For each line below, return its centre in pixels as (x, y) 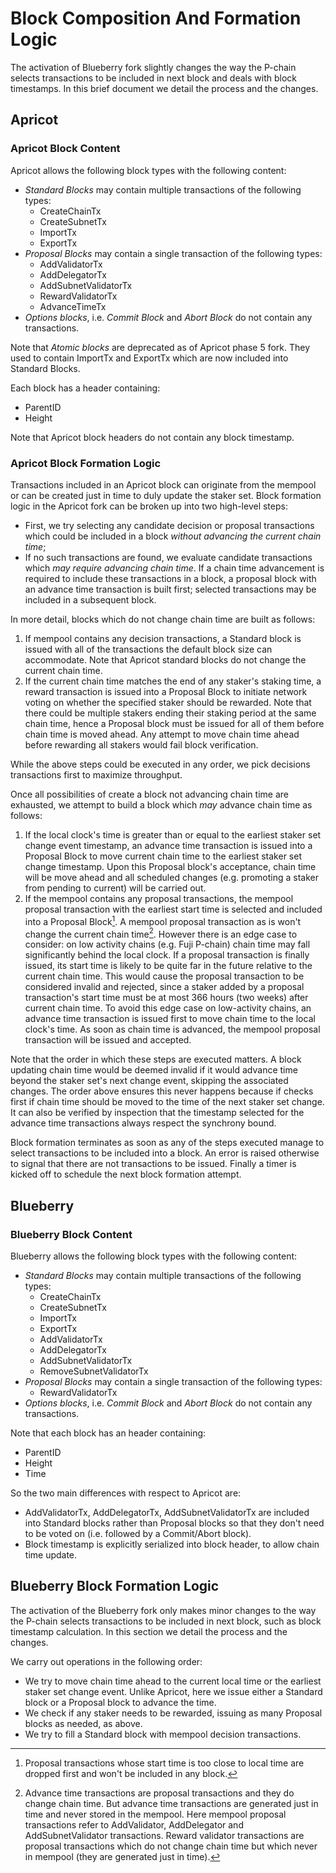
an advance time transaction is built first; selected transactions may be (170, 589)
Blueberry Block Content (71, 1234)
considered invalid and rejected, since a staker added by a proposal (164, 987)
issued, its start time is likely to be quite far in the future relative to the (168, 966)
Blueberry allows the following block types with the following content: (154, 1256)
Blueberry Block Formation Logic (115, 1586)
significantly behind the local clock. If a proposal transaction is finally (167, 955)
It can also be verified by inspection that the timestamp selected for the (157, 1113)
